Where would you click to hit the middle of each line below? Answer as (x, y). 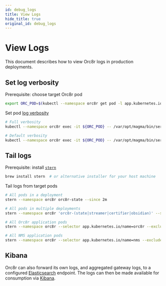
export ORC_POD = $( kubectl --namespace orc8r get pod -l (64, 103)
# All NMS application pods (34, 236)
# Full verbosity (23, 122)
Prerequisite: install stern (31, 167)
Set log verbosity (32, 82)
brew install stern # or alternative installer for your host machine (80, 177)
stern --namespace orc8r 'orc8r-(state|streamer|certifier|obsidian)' (79, 213)
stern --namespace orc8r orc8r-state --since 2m (56, 199)
